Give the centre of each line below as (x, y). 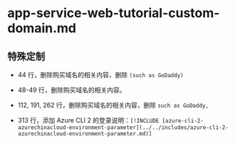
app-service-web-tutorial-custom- (114, 13)
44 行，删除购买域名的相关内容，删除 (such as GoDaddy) (100, 75)
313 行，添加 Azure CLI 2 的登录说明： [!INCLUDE (88, 120)
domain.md (42, 28)
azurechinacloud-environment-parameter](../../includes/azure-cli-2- (123, 128)
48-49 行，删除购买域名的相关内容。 (72, 90)
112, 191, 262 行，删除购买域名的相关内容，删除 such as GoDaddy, (113, 105)
